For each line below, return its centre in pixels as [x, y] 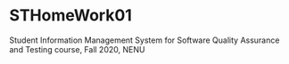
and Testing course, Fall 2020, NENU [77, 49]
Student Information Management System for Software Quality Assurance [144, 40]
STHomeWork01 [70, 16]
